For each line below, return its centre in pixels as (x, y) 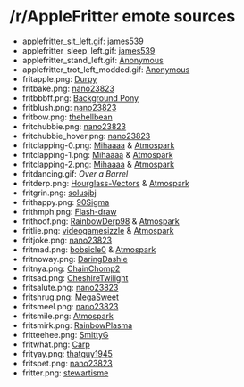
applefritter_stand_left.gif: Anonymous (93, 60)
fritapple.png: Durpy (59, 78)
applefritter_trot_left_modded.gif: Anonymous (106, 70)
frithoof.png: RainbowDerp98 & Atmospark (101, 221)
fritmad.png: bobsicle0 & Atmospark (89, 249)
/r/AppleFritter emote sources (122, 16)
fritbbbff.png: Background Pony (80, 98)
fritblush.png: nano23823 (69, 107)
